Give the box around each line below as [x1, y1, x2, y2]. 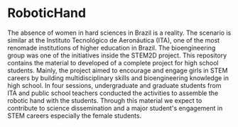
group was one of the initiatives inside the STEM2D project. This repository [7, 51, 227, 60]
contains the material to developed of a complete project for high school [7, 58, 219, 67]
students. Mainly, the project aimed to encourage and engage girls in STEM [7, 66, 228, 74]
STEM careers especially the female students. [7, 111, 142, 120]
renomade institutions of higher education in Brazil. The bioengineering [7, 43, 216, 52]
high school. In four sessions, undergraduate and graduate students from [7, 81, 222, 89]
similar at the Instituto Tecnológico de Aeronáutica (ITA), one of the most [7, 35, 220, 44]
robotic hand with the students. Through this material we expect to [7, 96, 202, 104]
